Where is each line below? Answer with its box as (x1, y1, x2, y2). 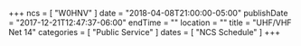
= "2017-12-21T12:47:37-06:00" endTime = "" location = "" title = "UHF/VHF (8, 17, 292, 28)
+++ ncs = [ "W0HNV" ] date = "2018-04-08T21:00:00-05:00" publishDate (8, 8, 288, 18)
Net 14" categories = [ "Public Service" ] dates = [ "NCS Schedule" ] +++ (8, 27, 281, 37)
